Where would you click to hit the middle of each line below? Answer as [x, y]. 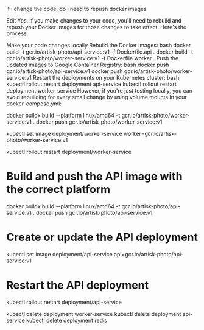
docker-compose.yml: [34, 104]
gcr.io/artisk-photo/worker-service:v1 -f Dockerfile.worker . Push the [92, 58]
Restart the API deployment [78, 285]
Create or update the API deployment [102, 237]
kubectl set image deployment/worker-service [65, 134]
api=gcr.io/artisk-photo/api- [149, 254]
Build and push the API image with [94, 177]
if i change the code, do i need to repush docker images [77, 9]
